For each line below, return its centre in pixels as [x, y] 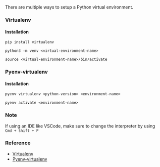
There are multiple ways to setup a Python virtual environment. [69, 7]
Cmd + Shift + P [22, 130]
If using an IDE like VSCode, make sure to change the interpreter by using [80, 126]
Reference [18, 143]
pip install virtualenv [30, 42]
